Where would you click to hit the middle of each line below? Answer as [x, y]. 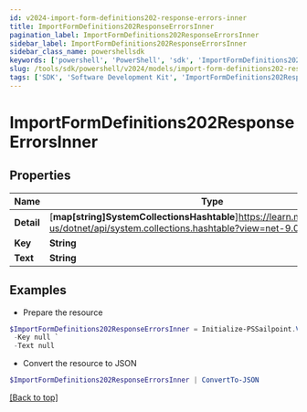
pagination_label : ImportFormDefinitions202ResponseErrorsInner [134, 35]
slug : [20, 69]
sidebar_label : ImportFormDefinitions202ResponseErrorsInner [128, 43]
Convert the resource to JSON [79, 364]
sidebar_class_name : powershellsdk [77, 52]
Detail [27, 222]
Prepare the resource [63, 312]
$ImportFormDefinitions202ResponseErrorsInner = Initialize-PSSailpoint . [153, 329]
